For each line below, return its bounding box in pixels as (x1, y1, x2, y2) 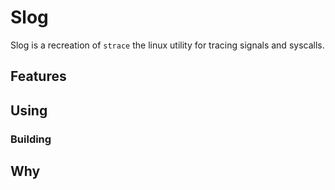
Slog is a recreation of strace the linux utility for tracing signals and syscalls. (10, 39, 325, 51)
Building (10, 132, 52, 146)
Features (10, 68, 67, 85)
